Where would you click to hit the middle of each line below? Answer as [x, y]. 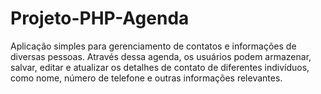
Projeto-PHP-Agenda [100, 18]
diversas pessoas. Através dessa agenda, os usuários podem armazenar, [161, 56]
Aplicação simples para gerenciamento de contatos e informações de [153, 46]
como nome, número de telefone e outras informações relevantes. [146, 78]
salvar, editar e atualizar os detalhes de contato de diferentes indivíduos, [160, 67]
